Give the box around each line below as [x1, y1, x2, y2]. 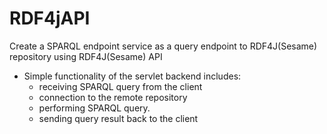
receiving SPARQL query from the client [38, 80, 203, 92]
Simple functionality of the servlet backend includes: [23, 70, 242, 82]
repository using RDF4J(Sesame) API [9, 50, 163, 62]
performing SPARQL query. [38, 102, 151, 114]
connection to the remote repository [38, 91, 188, 103]
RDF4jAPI [9, 7, 91, 30]
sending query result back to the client [38, 112, 199, 124]
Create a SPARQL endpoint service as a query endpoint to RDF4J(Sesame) [9, 40, 318, 52]
